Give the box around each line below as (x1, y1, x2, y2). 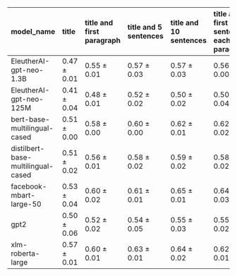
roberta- (11, 248, 40, 258)
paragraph (84, 35, 121, 45)
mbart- (11, 191, 35, 200)
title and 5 (127, 23, 162, 32)
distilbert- (11, 144, 45, 153)
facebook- (11, 181, 47, 191)
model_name (11, 27, 56, 36)
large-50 (11, 199, 42, 209)
